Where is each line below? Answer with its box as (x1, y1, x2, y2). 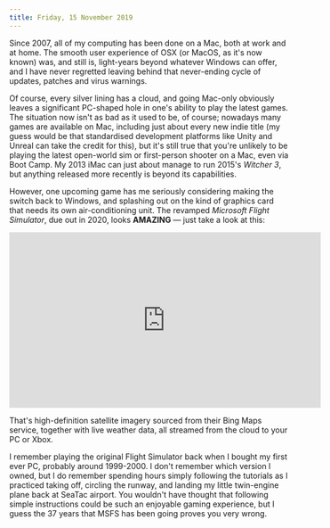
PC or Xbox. (9, 433, 53, 444)
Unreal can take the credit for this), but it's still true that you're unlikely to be (9, 140, 288, 151)
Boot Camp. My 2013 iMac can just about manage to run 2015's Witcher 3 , (9, 159, 282, 169)
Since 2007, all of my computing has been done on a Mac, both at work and (9, 37, 286, 48)
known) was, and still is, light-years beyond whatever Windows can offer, (9, 56, 278, 67)
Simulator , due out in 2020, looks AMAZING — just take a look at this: (9, 214, 265, 225)
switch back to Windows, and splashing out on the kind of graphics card (9, 195, 274, 206)
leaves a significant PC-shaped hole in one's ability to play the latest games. (9, 102, 289, 112)
